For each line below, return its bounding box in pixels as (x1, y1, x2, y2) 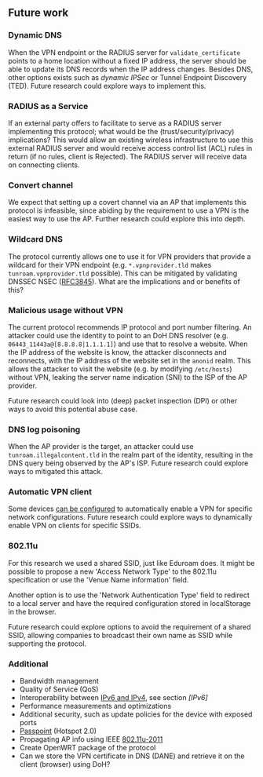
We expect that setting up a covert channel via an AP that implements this (8, 198, 247, 207)
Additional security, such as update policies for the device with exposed (19, 710, 253, 719)
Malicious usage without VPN (8, 305, 123, 316)
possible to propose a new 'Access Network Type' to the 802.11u (8, 567, 217, 576)
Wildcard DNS (8, 234, 63, 245)
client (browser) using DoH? (19, 760, 111, 769)
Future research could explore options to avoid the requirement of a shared (8, 622, 251, 631)
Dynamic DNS (8, 30, 63, 41)
